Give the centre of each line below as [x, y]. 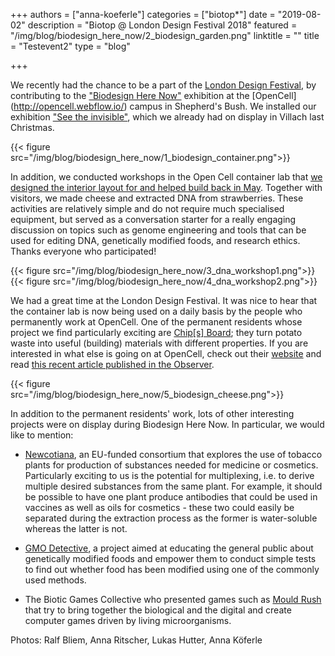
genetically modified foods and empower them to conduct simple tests [170, 558]
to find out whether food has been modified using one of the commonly [172, 569]
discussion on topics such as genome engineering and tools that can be [158, 230]
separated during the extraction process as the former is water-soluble [171, 518]
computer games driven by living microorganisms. [128, 620]
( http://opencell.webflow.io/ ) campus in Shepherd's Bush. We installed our [163, 106]
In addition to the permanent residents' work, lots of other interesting [152, 413]
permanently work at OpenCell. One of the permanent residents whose [156, 322]
